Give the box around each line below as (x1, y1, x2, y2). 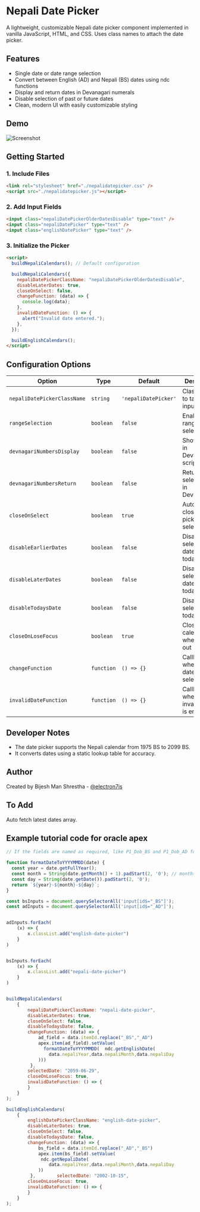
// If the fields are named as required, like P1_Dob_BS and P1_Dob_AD (6, 849, 187, 855)
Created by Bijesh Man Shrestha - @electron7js (6, 782, 123, 790)
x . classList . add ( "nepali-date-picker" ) (27, 969, 127, 975)
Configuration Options (6, 359, 91, 369)
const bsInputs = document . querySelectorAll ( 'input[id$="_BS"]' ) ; (6, 898, 174, 904)
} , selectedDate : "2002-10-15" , (30, 1173, 129, 1179)
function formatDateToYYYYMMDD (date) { (6, 860, 105, 866)
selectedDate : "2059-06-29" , (27, 1068, 100, 1074)
